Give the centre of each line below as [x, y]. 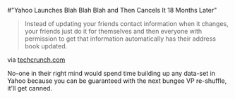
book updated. [46, 46]
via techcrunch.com [36, 60]
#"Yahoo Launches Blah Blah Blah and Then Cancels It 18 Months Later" [112, 10]
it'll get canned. [30, 88]
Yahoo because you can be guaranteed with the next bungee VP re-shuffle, [117, 81]
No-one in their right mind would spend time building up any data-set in [112, 73]
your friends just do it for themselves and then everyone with [113, 31]
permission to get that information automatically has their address [120, 39]
